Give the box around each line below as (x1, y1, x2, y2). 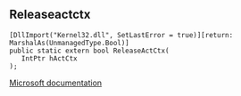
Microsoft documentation (9, 77, 103, 88)
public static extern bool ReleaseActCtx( (9, 46, 170, 55)
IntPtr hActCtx (21, 53, 78, 63)
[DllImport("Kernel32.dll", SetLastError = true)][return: (9, 30, 234, 39)
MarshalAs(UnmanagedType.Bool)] (9, 38, 129, 47)
